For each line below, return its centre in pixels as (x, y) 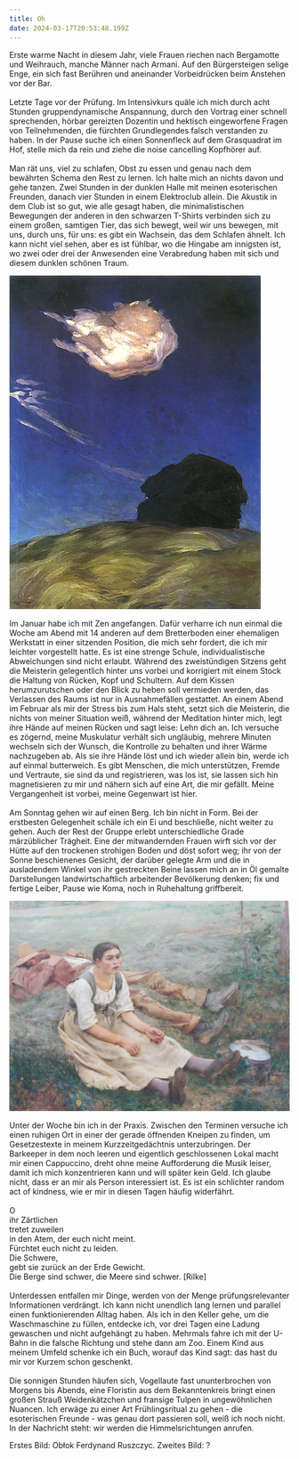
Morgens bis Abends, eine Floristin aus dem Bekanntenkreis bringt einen (142, 1390)
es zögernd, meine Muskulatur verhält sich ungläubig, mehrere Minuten (140, 737)
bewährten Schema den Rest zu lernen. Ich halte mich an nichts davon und (146, 177)
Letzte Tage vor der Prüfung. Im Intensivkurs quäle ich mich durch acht (140, 101)
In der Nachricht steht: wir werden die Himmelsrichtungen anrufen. (132, 1428)
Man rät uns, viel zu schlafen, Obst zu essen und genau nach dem (130, 168)
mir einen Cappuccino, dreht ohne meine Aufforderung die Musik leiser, (140, 1163)
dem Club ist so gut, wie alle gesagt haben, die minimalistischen (127, 206)
